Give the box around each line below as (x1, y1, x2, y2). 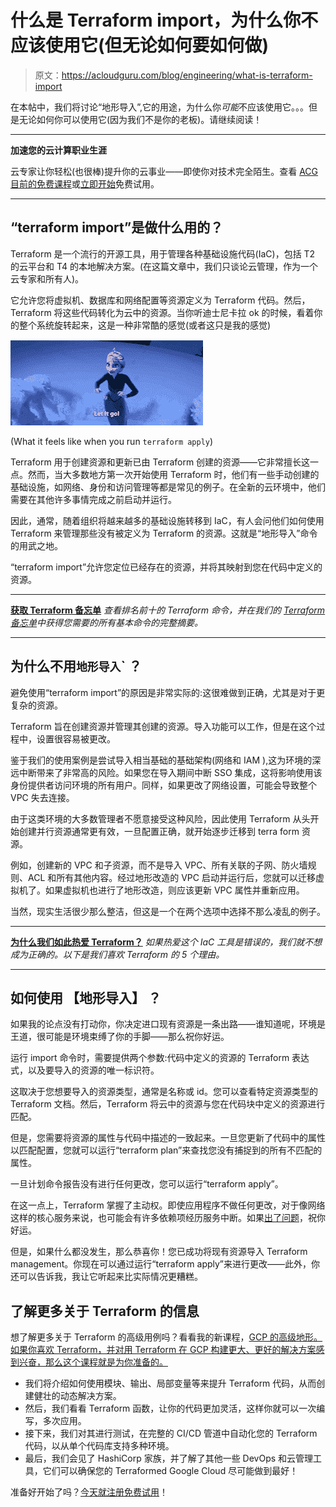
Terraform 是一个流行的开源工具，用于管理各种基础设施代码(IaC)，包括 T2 (10, 247, 316, 260)
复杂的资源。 (10, 699, 63, 711)
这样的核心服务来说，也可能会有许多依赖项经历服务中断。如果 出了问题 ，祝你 (10, 1212, 326, 1224)
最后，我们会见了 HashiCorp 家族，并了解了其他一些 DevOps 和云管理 (24, 1452, 314, 1465)
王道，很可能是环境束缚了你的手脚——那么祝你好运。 (10, 1031, 230, 1043)
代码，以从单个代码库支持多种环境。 (24, 1440, 175, 1452)
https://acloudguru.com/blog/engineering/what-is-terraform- (61, 69, 313, 81)
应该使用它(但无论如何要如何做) (10, 34, 270, 57)
